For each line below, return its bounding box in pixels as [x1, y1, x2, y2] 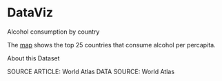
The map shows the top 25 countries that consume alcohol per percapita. [7, 40, 216, 49]
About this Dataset [7, 54, 60, 62]
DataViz [7, 5, 54, 21]
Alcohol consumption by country [7, 27, 100, 36]
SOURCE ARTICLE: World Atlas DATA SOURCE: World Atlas [7, 67, 174, 76]
